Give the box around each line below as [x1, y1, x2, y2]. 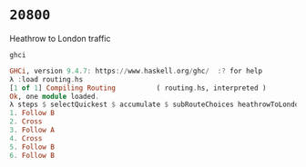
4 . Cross [9, 133, 43, 142]
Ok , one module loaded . [9, 92, 100, 101]
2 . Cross [9, 117, 43, 126]
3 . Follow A [9, 125, 55, 135]
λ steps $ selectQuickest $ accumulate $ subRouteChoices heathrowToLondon [9, 100, 303, 110]
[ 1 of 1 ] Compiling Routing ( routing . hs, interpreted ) [9, 83, 267, 93]
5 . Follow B [9, 142, 55, 152]
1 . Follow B [9, 109, 55, 118]
